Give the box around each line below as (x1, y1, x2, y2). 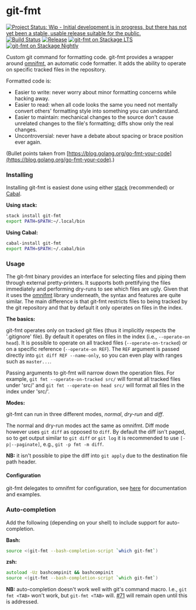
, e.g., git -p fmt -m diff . (40, 441, 104, 448)
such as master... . (6, 358, 51, 365)
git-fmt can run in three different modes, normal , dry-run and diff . (6, 411, 164, 418)
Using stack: (6, 202, 37, 209)
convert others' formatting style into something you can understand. (14, 107, 180, 114)
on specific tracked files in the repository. (6, 66, 106, 73)
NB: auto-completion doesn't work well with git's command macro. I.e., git (6, 586, 187, 593)
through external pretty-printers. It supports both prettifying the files (6, 280, 171, 287)
